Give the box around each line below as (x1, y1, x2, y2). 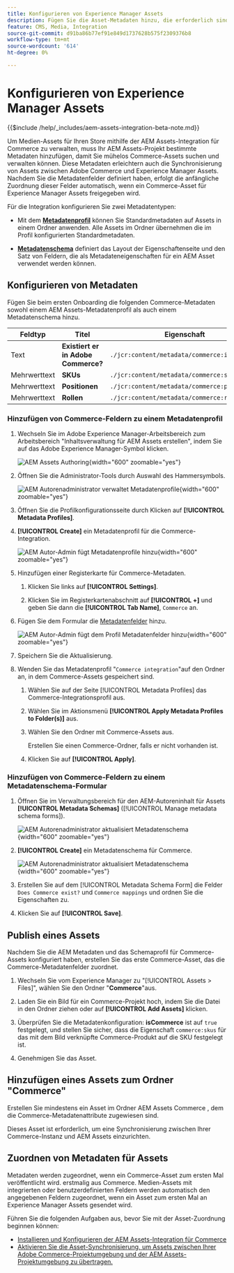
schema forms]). (17, 812, 65, 820)
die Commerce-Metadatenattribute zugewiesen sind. (7, 1111, 159, 1119)
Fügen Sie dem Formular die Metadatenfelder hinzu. (17, 616, 167, 625)
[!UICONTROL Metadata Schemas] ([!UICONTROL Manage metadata (17, 804, 217, 813)
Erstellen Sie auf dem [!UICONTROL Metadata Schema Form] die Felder (17, 881, 223, 889)
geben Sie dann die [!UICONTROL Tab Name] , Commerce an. (27, 603, 198, 611)
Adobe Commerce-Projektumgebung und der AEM (17, 1250, 163, 1258)
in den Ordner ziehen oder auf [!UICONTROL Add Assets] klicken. (17, 1005, 208, 1013)
